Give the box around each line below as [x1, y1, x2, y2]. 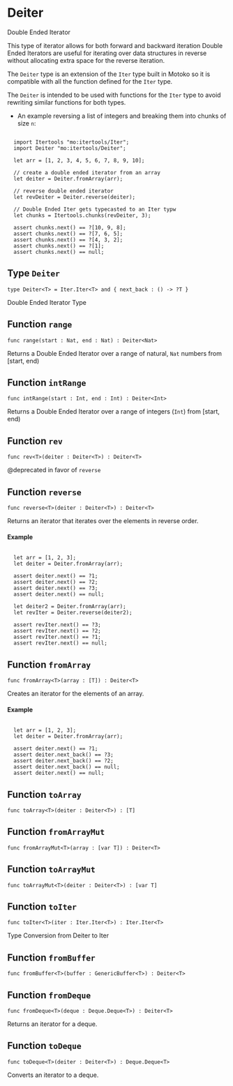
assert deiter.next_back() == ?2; [13, 757, 114, 764]
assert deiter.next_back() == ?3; [13, 751, 114, 758]
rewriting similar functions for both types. [7, 98, 126, 106]
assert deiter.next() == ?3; [13, 585, 98, 592]
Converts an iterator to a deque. [7, 1071, 99, 1079]
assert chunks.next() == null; [13, 248, 105, 255]
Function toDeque [7, 1040, 82, 1052]
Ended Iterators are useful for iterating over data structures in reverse [7, 49, 207, 57]
